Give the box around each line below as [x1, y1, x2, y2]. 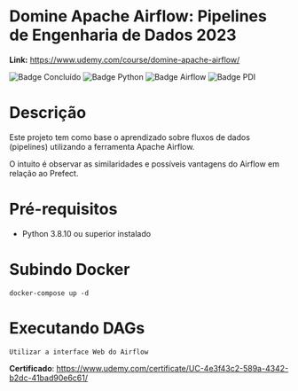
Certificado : [9, 363, 55, 373]
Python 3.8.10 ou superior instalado [21, 228, 152, 239]
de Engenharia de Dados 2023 [9, 25, 237, 45]
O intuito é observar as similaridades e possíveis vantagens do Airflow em [9, 158, 280, 169]
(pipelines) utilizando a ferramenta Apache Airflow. [9, 141, 195, 152]
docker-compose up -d [9, 288, 90, 298]
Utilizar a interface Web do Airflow [9, 348, 149, 356]
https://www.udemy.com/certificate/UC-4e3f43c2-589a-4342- [56, 363, 289, 373]
